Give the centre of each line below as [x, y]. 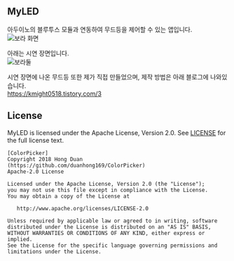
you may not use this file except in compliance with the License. [108, 190]
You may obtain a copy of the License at [69, 196]
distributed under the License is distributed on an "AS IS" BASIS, [109, 227]
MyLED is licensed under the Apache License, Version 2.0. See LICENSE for [117, 132]
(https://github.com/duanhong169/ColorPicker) [76, 165]
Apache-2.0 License [36, 172]
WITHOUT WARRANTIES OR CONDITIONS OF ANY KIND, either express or [106, 233]
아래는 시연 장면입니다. [38, 53]
